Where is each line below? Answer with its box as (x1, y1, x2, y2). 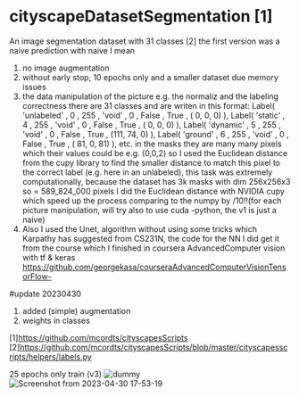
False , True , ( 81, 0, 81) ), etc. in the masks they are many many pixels (21, 138, 283, 149)
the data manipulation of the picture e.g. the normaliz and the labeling (21, 91, 279, 102)
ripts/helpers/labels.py (9, 351, 92, 362)
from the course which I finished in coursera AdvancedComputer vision (21, 243, 286, 253)
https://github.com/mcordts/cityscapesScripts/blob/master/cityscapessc (19, 342, 288, 352)
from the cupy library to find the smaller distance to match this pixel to (21, 157, 281, 168)
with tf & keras (21, 252, 76, 262)
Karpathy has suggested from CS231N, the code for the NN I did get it (21, 233, 279, 244)
